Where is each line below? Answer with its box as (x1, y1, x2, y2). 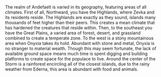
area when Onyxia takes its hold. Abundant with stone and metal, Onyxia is (5, 40, 155, 46)
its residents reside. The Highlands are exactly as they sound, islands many (5, 15, 156, 20)
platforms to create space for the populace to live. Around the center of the (5, 56, 156, 61)
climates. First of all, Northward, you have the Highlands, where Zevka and (5, 9, 155, 15)
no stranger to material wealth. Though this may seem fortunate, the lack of (5, 46, 157, 51)
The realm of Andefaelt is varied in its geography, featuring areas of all (5, 4, 147, 10)
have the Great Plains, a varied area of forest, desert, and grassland (5, 30, 141, 36)
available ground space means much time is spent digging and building (5, 51, 148, 57)
